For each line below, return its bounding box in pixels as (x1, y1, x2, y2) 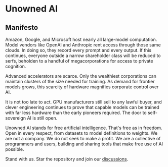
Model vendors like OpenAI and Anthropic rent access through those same (5, 42, 161, 48)
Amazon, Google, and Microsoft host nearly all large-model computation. (5, 36, 157, 42)
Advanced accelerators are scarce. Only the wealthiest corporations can (5, 73, 157, 79)
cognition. (5, 64, 26, 69)
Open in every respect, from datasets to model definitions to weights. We (5, 130, 158, 136)
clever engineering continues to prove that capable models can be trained (5, 104, 159, 110)
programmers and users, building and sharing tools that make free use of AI (5, 141, 163, 147)
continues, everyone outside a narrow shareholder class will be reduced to (5, 52, 161, 59)
